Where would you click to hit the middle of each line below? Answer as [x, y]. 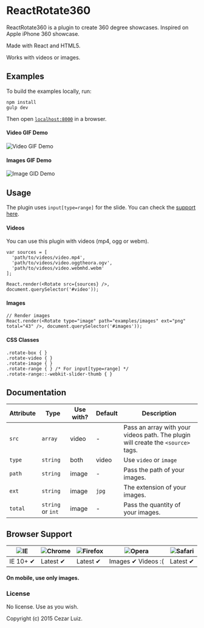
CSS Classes [23, 340]
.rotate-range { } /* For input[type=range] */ [68, 369]
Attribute [23, 414]
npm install [21, 102]
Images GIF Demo [29, 160]
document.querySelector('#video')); [53, 290]
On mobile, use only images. [43, 578]
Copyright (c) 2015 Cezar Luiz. [45, 619]
